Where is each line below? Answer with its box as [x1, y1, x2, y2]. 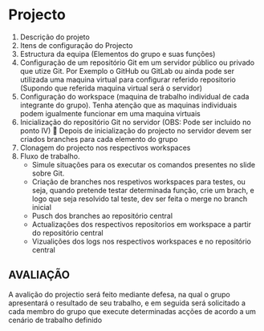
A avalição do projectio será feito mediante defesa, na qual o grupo [8, 289, 231, 299]
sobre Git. [31, 168, 65, 178]
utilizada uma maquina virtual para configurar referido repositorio [19, 75, 237, 84]
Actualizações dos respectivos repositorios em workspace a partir [31, 219, 251, 229]
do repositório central [31, 228, 104, 237]
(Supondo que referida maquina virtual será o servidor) [19, 83, 203, 93]
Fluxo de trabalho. [19, 151, 80, 161]
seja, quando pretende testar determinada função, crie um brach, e [31, 185, 254, 195]
